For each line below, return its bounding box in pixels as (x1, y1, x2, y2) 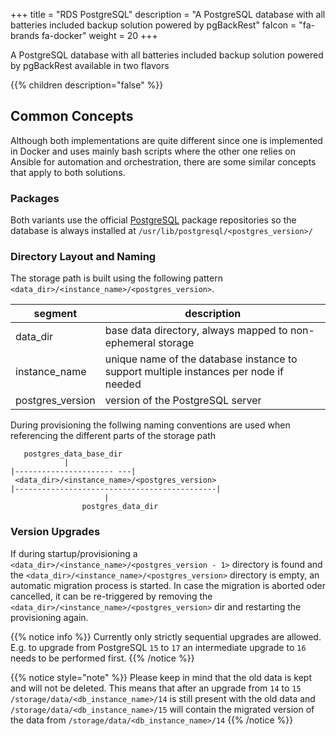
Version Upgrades (10, 525, 101, 539)
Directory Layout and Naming (10, 250, 157, 264)
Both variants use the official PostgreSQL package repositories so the (10, 214, 297, 226)
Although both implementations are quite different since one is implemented (10, 134, 323, 146)
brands (10, 30, 40, 41)
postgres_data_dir (81, 502, 159, 512)
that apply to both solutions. (10, 166, 126, 178)
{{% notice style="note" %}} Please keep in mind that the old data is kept (10, 671, 313, 683)
